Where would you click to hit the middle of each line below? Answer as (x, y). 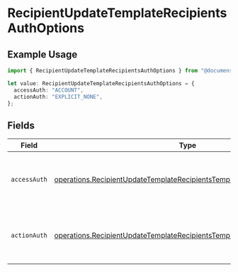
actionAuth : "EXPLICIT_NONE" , (58, 97)
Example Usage (42, 54)
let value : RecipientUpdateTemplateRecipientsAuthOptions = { (101, 83)
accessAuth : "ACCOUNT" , (49, 90)
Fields (21, 125)
